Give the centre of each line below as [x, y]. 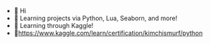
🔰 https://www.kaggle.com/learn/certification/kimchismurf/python [108, 33]
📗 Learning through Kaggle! [54, 25]
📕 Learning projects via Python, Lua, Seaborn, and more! [96, 18]
